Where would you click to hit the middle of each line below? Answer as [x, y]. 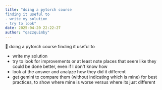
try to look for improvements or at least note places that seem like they [84, 61]
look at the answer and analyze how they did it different [69, 72]
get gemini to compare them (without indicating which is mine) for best [84, 77]
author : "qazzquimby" [27, 32]
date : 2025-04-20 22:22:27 [33, 28]
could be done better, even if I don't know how [60, 66]
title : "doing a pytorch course [38, 10]
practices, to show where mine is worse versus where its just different [84, 82]
